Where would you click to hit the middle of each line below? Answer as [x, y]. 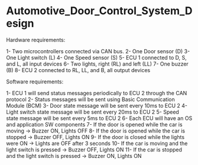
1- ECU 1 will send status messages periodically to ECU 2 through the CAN [97, 93]
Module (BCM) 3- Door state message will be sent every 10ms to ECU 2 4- [97, 105]
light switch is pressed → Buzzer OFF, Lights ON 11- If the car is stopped [94, 150]
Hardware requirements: [36, 40]
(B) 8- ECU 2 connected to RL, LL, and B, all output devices [78, 70]
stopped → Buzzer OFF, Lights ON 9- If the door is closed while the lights [95, 137]
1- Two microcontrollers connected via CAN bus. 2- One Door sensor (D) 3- [98, 51]
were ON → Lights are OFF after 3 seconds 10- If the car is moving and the [97, 143]
